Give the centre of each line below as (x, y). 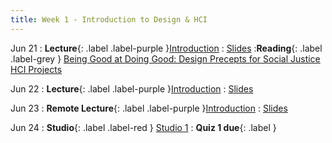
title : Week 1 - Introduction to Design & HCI (109, 19)
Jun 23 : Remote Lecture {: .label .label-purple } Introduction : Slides (149, 108)
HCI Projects (36, 69)
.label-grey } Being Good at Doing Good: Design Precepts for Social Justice (165, 58)
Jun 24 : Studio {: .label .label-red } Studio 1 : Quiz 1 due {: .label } (143, 127)
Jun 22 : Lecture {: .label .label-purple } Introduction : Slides (132, 88)
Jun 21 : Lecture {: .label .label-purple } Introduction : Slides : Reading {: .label (166, 48)
